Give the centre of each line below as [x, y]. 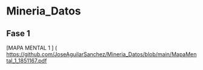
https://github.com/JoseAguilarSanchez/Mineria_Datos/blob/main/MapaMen [101, 54]
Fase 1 [18, 33]
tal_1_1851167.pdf [27, 61]
